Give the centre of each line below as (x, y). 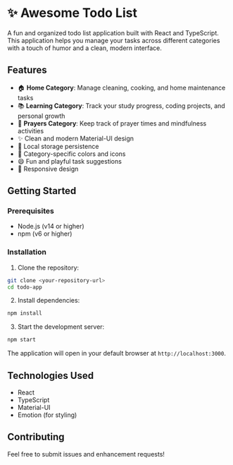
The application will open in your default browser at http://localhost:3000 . (117, 354)
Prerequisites (31, 211)
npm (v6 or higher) (45, 234)
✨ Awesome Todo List (72, 13)
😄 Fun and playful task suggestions (69, 161)
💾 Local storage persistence (58, 146)
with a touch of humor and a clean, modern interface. (84, 48)
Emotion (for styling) (47, 415)
